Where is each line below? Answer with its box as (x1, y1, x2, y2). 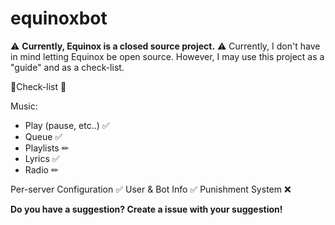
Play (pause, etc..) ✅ (24, 119, 110, 131)
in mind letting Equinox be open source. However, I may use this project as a (10, 50, 325, 62)
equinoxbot (10, 7, 108, 30)
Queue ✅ (24, 130, 63, 142)
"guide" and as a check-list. (10, 61, 125, 73)
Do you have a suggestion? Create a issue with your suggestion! (10, 203, 283, 215)
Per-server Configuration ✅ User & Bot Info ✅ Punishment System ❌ (10, 183, 292, 195)
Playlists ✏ (24, 142, 70, 154)
